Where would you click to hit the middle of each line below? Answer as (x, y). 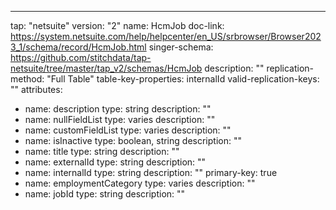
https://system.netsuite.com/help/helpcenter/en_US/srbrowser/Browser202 (166, 36)
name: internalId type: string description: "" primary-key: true (151, 172)
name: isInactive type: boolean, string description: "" (133, 140)
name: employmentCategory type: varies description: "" (140, 183)
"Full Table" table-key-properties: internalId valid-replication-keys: (183, 79)
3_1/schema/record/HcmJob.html (78, 47)
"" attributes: (36, 89)
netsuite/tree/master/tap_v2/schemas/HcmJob (106, 68)
